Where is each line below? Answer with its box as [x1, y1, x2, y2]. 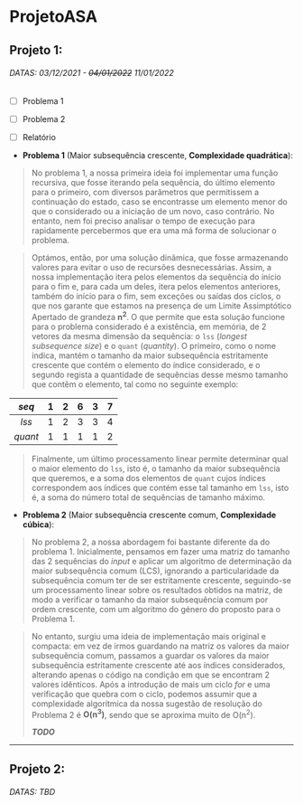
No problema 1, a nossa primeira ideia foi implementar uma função [31, 167, 279, 178]
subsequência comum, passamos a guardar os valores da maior [31, 649, 270, 661]
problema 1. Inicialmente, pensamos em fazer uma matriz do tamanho [31, 545, 290, 557]
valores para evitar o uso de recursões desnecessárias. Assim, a [31, 261, 272, 272]
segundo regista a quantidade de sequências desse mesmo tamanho [31, 369, 289, 380]
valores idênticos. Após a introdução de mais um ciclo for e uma [31, 678, 271, 689]
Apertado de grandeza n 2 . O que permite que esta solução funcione [31, 309, 286, 322]
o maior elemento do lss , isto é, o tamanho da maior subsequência [31, 463, 281, 474]
